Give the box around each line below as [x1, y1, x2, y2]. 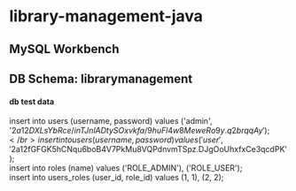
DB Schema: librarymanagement [9, 71, 193, 86]
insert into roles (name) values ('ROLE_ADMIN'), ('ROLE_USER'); [9, 163, 243, 173]
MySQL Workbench [9, 42, 120, 57]
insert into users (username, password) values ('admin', [9, 116, 213, 126]
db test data [9, 95, 55, 107]
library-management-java [9, 6, 204, 27]
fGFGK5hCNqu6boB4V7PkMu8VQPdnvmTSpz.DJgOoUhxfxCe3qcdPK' [27, 144, 288, 155]
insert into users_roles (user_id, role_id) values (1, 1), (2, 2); [9, 172, 224, 183]
